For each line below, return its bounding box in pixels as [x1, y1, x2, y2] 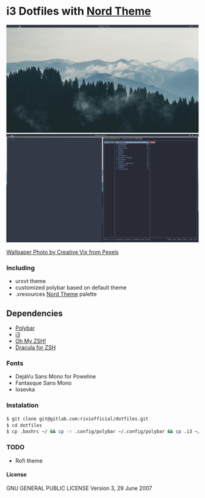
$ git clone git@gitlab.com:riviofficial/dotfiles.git [6, 416, 149, 422]
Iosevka [15, 386, 35, 393]
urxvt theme [15, 278, 46, 285]
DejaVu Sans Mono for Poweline [15, 373, 96, 380]
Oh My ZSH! [15, 337, 46, 345]
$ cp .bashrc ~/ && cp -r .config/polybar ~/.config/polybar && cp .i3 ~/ [6, 428, 201, 435]
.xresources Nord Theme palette [15, 290, 97, 298]
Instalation [6, 401, 39, 410]
